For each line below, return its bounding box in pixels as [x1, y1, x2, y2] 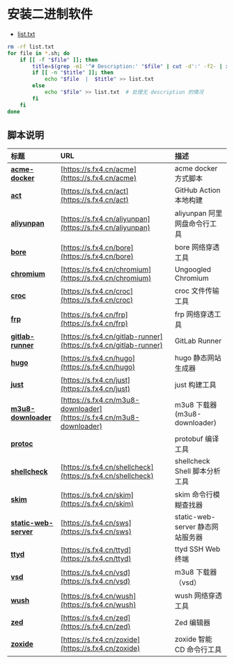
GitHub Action [174, 185, 221, 195]
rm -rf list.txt [7, 43, 54, 50]
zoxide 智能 [174, 635, 212, 644]
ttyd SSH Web [174, 544, 221, 554]
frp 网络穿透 [174, 309, 214, 319]
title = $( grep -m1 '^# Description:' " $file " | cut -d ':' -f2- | [32, 63, 223, 70]
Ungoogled [174, 265, 211, 275]
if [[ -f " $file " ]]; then [19, 56, 98, 63]
